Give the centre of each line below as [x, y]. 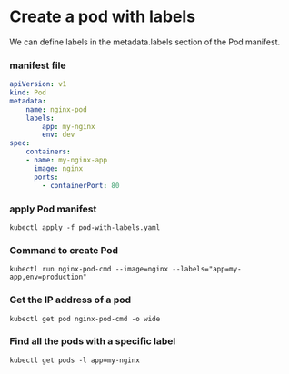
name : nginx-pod [57, 109]
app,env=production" [49, 277]
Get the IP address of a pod [70, 300]
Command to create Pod [64, 250]
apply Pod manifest [53, 209]
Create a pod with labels [103, 17]
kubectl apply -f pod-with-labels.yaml [85, 227]
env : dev [59, 135]
